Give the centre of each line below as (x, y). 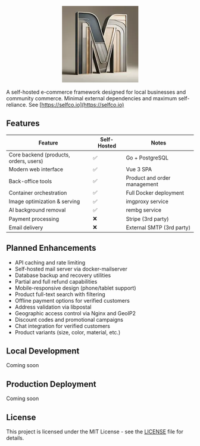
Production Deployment (51, 384)
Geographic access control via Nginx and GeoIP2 (75, 313)
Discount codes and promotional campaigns (69, 319)
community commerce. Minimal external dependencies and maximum (92, 98)
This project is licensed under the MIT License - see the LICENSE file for (95, 432)
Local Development (43, 351)
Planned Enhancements (51, 248)
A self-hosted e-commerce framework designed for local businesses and (96, 92)
